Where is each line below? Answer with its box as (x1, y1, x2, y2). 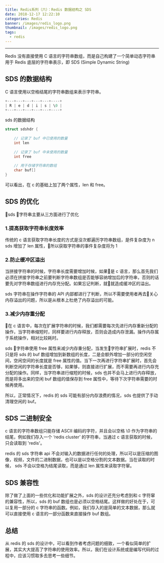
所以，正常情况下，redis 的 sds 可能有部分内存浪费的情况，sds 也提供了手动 (5, 392, 159, 398)
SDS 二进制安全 (5, 414, 52, 423)
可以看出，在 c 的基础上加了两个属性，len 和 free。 (5, 181, 108, 187)
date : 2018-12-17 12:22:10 (5, 12, 60, 17)
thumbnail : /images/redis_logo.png (5, 25, 78, 30)
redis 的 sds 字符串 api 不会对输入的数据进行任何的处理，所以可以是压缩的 (5, 450, 154, 456)
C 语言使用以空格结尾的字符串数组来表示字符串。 (5, 89, 104, 94)
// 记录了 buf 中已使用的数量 (14, 136, 68, 141)
